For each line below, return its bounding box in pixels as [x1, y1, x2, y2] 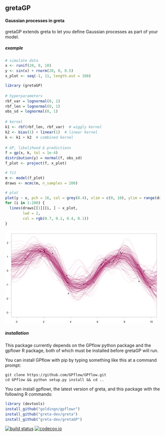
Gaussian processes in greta [5, 17, 65, 24]
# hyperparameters [5, 93, 43, 98]
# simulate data [5, 58, 38, 63]
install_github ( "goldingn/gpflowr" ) [5, 407, 80, 411]
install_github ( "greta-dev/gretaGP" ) [5, 417, 82, 422]
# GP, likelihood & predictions [5, 145, 71, 150]
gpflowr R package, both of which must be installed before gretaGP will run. [5, 348, 159, 353]
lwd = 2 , [23, 211, 41, 216]
